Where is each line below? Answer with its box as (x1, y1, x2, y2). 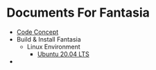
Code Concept (16, 28, 59, 36)
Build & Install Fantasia (16, 35, 81, 43)
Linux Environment (26, 42, 80, 51)
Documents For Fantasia (6, 5, 150, 21)
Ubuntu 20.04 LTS (37, 50, 89, 58)
